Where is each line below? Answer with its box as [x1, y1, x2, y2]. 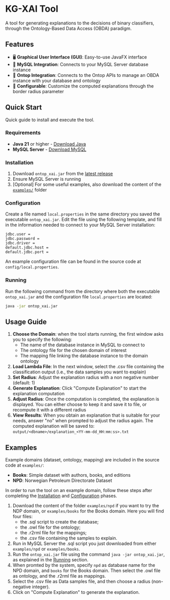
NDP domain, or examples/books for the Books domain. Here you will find [12, 508, 164, 514]
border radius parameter [12, 88, 64, 94]
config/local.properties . [5, 264, 59, 270]
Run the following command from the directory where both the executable [5, 288, 160, 294]
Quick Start [5, 103, 42, 112]
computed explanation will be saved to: [12, 423, 95, 429]
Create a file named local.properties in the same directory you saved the [5, 211, 160, 217]
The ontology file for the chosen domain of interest [20, 347, 127, 353]
